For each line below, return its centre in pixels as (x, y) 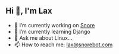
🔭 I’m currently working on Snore (54, 25)
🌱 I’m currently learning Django (52, 31)
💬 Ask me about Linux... (43, 38)
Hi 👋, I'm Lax (29, 11)
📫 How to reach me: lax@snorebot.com (63, 45)
